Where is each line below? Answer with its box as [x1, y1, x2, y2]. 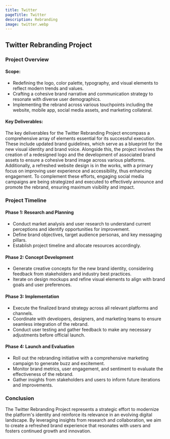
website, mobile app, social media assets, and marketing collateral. [12, 107, 153, 113]
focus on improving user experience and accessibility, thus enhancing [5, 168, 152, 174]
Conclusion [5, 395, 35, 402]
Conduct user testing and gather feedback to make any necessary [12, 326, 151, 332]
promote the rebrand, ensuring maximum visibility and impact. [5, 184, 135, 190]
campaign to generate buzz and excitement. [12, 360, 105, 366]
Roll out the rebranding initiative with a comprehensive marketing [12, 355, 149, 361]
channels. [12, 310, 33, 316]
